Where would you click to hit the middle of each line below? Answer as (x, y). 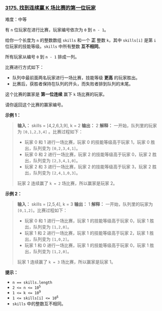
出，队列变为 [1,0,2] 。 (48, 239)
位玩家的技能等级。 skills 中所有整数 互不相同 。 (54, 46)
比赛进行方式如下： (25, 67)
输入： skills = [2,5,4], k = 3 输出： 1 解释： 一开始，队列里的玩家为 (85, 204)
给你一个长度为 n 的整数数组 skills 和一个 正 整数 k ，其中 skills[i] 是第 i (81, 40)
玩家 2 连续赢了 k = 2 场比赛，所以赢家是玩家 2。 (67, 183)
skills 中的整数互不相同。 (39, 304)
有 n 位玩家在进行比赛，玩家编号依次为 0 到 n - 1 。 (57, 30)
